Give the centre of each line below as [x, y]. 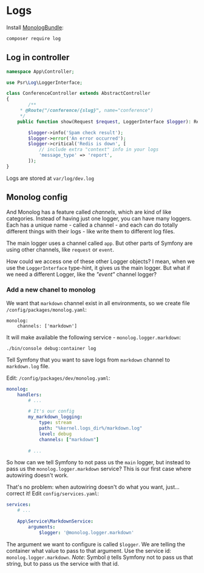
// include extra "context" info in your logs [99, 149]
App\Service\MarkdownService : [56, 521]
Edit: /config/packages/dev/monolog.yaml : [58, 378]
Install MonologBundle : [35, 27]
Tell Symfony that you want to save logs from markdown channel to [88, 360]
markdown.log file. [28, 366]
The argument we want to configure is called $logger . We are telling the [96, 544]
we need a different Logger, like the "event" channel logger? [81, 274]
